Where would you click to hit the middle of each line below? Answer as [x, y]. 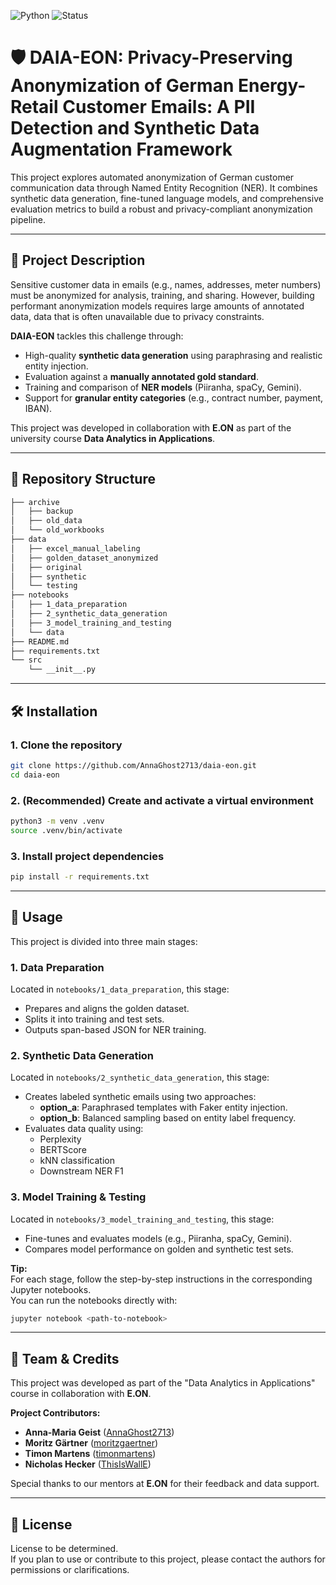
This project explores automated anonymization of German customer [152, 177]
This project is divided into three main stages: [104, 941]
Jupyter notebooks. [51, 1289]
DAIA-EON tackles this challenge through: [97, 336]
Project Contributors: [55, 1413]
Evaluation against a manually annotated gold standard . [141, 376]
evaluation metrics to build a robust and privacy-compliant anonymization [161, 209]
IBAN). [38, 408]
